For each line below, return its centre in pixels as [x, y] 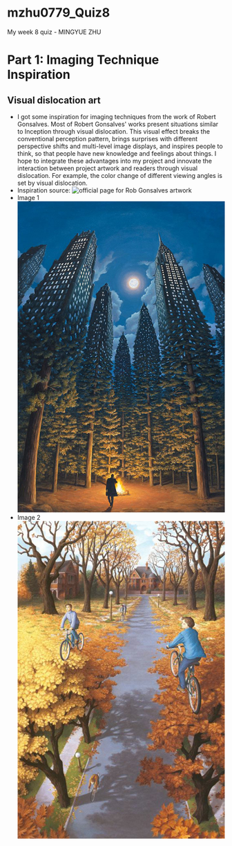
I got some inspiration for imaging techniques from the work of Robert [116, 116]
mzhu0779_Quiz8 [59, 13]
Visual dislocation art [54, 100]
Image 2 [29, 518]
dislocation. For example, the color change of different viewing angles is [120, 175]
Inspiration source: [44, 190]
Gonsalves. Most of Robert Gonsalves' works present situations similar [118, 124]
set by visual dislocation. [52, 183]
